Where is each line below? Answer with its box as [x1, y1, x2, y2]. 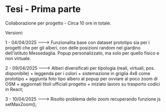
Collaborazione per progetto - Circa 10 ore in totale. [5, 20, 111, 26]
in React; [5, 86, 23, 92]
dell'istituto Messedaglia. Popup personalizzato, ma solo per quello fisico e [5, 50, 159, 56]
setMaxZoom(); [5, 101, 37, 107]
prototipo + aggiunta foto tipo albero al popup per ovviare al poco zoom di [5, 75, 158, 81]
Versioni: [5, 29, 23, 35]
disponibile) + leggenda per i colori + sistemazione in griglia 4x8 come [5, 70, 150, 76]
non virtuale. [5, 55, 31, 61]
